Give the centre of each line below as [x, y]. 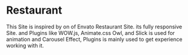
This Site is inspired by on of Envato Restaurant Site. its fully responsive [94, 27]
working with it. [25, 46]
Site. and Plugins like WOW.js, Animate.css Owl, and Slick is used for [90, 33]
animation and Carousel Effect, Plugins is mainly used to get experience [95, 39]
